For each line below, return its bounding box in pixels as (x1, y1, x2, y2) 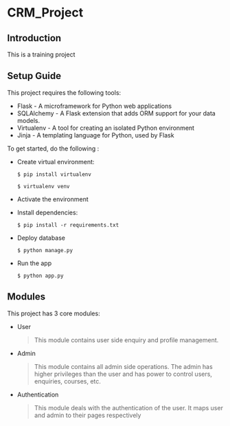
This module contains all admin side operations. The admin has (34, 362, 213, 370)
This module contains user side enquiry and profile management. (34, 335, 219, 344)
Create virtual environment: (16, 157, 95, 166)
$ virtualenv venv (16, 183, 70, 190)
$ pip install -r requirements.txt (16, 221, 119, 228)
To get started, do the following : (7, 144, 100, 153)
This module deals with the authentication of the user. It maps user (34, 403, 223, 412)
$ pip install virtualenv (16, 170, 91, 178)
